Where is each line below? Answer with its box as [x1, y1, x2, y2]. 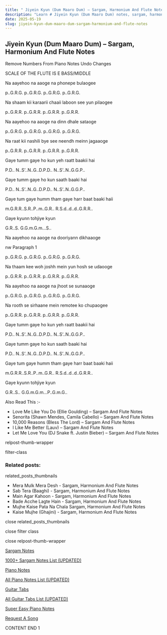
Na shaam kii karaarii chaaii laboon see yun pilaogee [5, 99, 113, 105]
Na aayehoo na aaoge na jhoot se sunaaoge [5, 283, 95, 289]
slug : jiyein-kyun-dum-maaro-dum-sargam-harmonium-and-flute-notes [5, 21, 148, 26]
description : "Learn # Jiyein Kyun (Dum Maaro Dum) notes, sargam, [5, 12, 148, 17]
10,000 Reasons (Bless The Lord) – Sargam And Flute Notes [12, 420, 135, 425]
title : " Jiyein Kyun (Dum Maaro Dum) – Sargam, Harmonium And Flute [5, 7, 153, 12]
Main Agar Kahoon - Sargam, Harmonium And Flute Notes [12, 493, 132, 499]
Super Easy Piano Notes [5, 606, 55, 612]
